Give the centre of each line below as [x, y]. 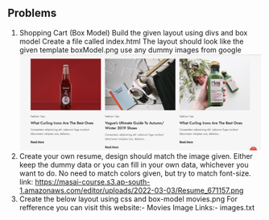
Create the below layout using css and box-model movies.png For [128, 199]
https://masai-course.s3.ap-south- [93, 181]
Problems [32, 13]
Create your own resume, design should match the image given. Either [136, 156]
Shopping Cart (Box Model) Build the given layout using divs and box [133, 32]
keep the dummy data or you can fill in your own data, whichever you [134, 164]
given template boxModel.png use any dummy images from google [130, 50]
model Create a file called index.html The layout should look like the [131, 41]
